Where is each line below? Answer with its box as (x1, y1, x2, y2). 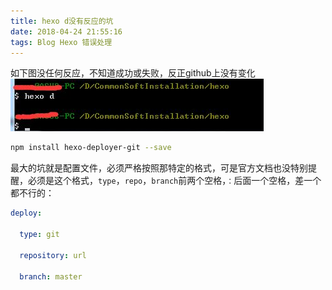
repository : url (19, 250, 87, 260)
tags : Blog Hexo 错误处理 (10, 37, 113, 47)
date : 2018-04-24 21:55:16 (10, 26, 123, 37)
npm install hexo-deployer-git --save (10, 143, 172, 153)
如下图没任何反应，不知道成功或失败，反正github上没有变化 (10, 67, 256, 79)
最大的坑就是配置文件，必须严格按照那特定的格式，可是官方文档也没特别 (10, 162, 308, 174)
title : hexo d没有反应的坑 (10, 16, 114, 26)
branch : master (19, 271, 83, 282)
